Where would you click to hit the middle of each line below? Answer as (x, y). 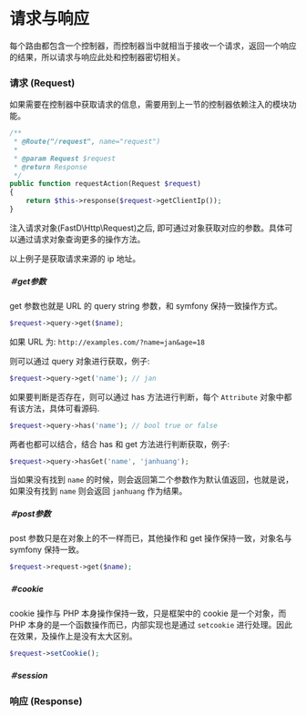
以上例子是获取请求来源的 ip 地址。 (75, 258)
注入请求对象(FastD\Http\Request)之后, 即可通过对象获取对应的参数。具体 (147, 228)
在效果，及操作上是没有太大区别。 (73, 636)
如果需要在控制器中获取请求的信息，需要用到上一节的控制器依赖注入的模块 (149, 105)
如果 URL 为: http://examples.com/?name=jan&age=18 (107, 342)
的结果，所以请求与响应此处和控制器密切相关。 (97, 56)
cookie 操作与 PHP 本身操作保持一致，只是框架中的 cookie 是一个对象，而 (148, 614)
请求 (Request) (42, 83)
